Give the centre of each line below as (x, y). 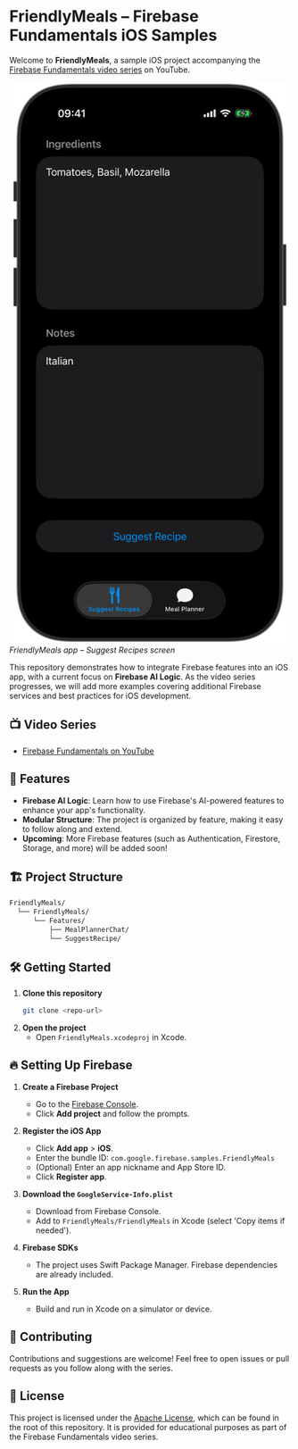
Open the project (54, 1028)
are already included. (74, 1274)
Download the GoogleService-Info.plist (98, 1194)
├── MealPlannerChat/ (89, 930)
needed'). (53, 1230)
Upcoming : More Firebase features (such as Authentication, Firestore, (151, 838)
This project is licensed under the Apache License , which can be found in (144, 1418)
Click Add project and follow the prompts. (112, 1113)
